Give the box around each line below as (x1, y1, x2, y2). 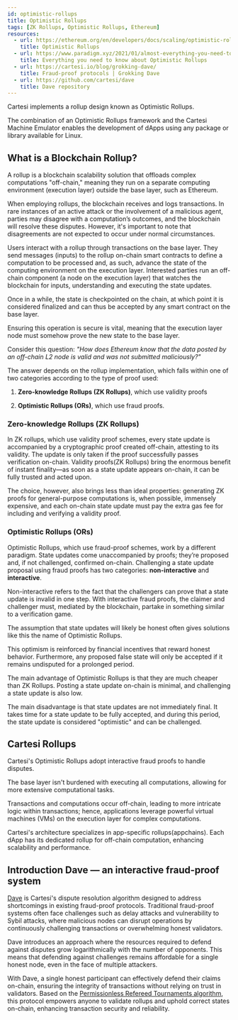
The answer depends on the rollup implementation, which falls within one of (7, 366, 229, 375)
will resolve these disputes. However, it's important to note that (7, 222, 191, 231)
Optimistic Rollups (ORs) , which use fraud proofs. (17, 402, 165, 410)
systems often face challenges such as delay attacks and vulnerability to (7, 909, 220, 918)
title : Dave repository (20, 83, 91, 90)
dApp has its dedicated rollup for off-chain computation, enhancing (7, 835, 204, 845)
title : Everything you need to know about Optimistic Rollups (20, 57, 208, 64)
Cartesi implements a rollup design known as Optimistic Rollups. (7, 102, 195, 111)
